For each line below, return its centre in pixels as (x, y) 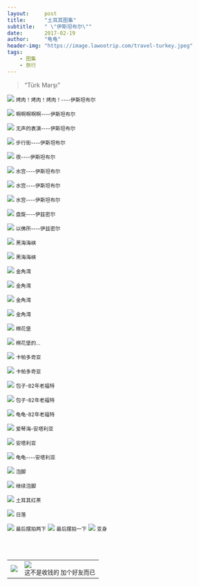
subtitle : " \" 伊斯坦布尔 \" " (49, 26)
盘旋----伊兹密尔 (36, 214)
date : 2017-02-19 (41, 33)
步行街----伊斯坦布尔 (40, 143)
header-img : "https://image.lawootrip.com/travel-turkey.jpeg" (100, 46)
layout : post (32, 14)
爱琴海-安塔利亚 (35, 429)
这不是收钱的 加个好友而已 (60, 572)
